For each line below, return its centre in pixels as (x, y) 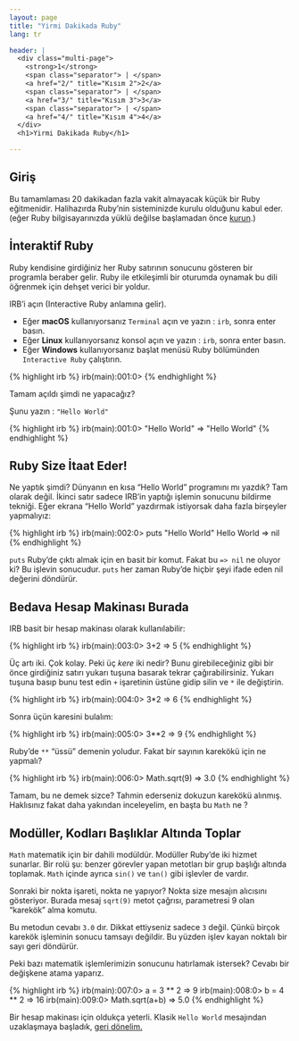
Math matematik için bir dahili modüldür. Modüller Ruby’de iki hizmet (133, 855)
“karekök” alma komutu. (53, 910)
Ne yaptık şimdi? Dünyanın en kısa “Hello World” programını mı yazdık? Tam (149, 487)
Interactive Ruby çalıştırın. (72, 359)
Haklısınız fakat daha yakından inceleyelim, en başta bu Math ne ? (129, 805)
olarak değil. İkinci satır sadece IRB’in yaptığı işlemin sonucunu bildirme (141, 497)
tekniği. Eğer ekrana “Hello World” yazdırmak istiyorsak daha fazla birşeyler (148, 507)
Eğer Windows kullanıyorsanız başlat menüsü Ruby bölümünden (141, 349)
